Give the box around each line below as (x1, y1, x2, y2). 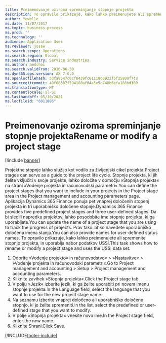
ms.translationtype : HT (5, 85, 54, 90)
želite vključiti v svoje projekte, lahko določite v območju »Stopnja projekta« (5, 177, 160, 183)
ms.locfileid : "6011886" (5, 99, 56, 104)
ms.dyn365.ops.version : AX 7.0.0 (5, 71, 74, 76)
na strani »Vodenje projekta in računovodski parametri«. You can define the (5, 183, 157, 189)
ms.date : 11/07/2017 (5, 21, 48, 26)
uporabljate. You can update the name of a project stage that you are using (5, 219, 157, 225)
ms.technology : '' (5, 35, 43, 40)
